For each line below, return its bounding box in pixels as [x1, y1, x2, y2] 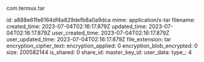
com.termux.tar [6, 5, 45, 12]
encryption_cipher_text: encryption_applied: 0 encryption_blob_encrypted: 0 [6, 42, 198, 49]
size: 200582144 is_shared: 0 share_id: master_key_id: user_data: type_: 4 [6, 49, 192, 56]
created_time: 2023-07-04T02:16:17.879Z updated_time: [6, 23, 148, 30]
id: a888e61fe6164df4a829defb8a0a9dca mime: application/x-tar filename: [6, 16, 195, 23]
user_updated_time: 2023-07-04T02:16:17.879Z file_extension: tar [6, 36, 172, 43]
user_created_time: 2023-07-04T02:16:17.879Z [51, 29, 170, 36]
